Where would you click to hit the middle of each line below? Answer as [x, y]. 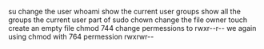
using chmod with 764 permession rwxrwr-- [81, 36]
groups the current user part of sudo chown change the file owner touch [128, 20]
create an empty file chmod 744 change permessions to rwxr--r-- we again [132, 28]
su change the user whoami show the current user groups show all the [125, 11]
